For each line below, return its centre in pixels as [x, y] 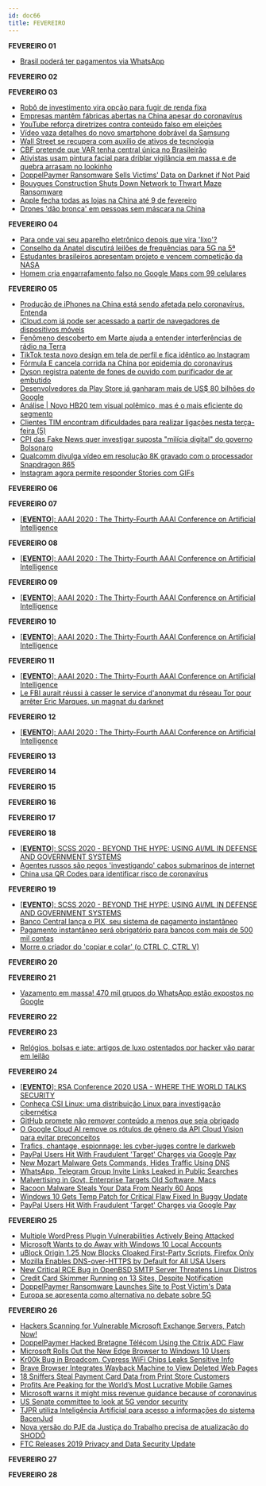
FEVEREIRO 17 [32, 817]
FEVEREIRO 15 [32, 787]
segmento [36, 413]
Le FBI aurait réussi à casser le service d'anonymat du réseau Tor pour [135, 693]
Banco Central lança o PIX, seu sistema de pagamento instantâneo [129, 921]
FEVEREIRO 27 [33, 1459]
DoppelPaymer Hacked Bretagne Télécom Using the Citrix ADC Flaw [131, 1342]
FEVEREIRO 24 [33, 1071]
